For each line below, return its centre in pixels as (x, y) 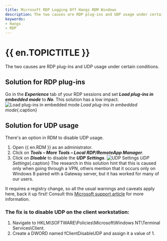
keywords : (15, 19)
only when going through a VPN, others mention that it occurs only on (84, 168)
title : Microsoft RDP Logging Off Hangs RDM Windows (61, 10)
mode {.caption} (21, 110)
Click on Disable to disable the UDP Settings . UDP (81, 158)
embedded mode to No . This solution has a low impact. (62, 99)
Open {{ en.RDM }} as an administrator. (52, 147)
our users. (23, 179)
